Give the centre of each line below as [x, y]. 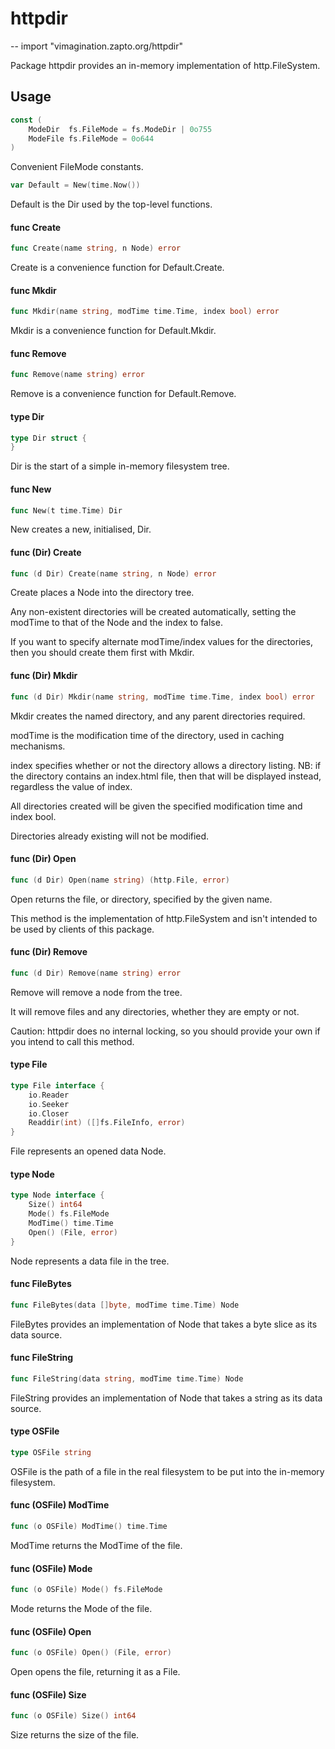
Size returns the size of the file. [75, 1735]
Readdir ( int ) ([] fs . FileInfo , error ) [107, 1123]
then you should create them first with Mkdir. [102, 653]
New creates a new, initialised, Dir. [81, 529]
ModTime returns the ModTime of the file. [96, 1545]
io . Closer [49, 1113]
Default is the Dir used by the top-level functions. [111, 204]
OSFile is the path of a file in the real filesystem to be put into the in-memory [167, 1471]
